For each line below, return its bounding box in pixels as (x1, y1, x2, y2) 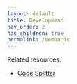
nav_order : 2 (7, 23, 45, 30)
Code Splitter (17, 69, 56, 78)
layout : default (7, 10, 55, 17)
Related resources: (7, 55, 62, 64)
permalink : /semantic (7, 36, 71, 43)
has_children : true (7, 29, 64, 37)
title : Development (7, 17, 64, 24)
